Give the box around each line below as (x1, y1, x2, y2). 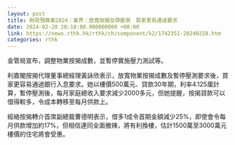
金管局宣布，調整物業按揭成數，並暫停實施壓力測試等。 (7, 57, 167, 65)
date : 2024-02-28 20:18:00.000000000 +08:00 (7, 23, 140, 30)
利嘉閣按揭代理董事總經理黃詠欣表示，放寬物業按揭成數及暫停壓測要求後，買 (7, 71, 229, 80)
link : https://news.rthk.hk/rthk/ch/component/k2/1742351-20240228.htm (7, 29, 221, 37)
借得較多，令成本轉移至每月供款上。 (7, 97, 112, 106)
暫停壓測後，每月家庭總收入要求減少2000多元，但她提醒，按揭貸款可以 (19, 89, 226, 97)
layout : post (7, 10, 46, 18)
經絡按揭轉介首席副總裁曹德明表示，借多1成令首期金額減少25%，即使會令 (7, 113, 220, 121)
